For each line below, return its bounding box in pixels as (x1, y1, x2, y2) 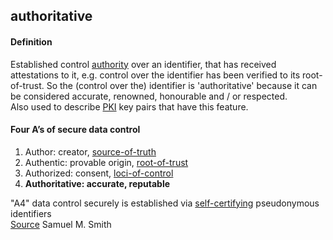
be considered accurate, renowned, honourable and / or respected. (10, 90, 288, 102)
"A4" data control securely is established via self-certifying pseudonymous (10, 197, 320, 209)
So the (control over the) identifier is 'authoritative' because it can (46, 79, 318, 91)
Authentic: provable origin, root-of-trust (24, 156, 189, 168)
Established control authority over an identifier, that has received (10, 58, 277, 70)
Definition (10, 35, 53, 48)
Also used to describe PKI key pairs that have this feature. (10, 100, 249, 113)
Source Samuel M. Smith (10, 218, 112, 230)
